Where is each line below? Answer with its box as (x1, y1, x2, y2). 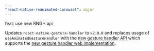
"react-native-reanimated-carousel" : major (5, 7, 95, 12)
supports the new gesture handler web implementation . (5, 40, 116, 46)
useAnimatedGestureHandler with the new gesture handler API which (5, 35, 140, 41)
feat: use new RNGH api (5, 20, 53, 26)
